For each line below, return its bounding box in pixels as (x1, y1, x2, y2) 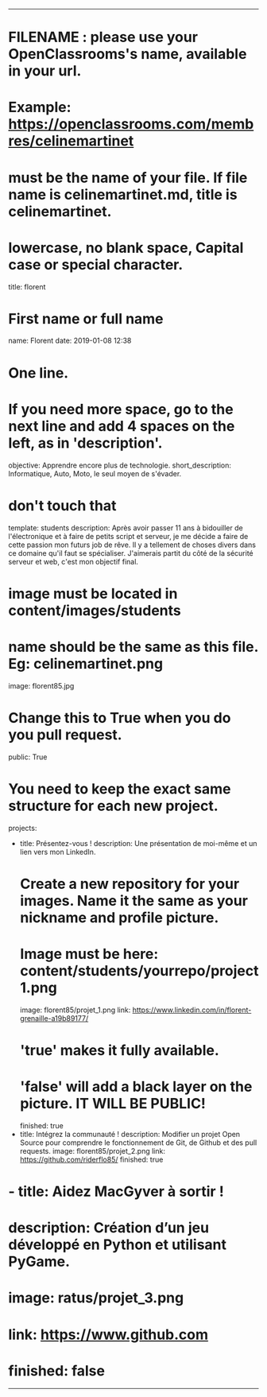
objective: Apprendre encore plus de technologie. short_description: (8, 460, 232, 470)
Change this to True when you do (8, 708, 231, 727)
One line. (8, 363, 69, 382)
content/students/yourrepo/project (19, 961, 260, 980)
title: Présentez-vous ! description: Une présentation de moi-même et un (19, 838, 257, 848)
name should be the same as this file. (8, 638, 258, 656)
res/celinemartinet (8, 132, 134, 150)
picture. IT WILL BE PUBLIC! (19, 1095, 207, 1112)
